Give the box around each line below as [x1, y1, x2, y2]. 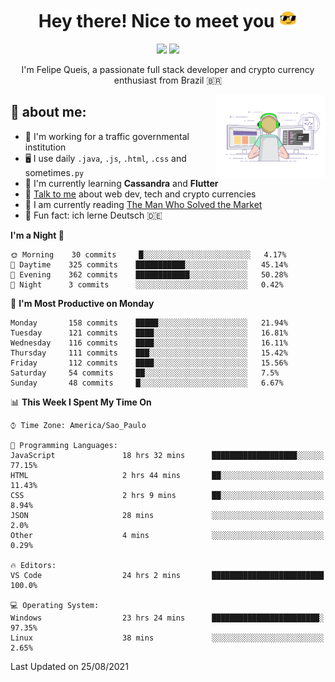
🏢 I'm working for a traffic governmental [24, 130, 190, 142]
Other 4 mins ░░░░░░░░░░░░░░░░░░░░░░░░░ [10, 530, 325, 540]
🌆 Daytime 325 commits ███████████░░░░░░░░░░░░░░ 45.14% [10, 259, 288, 270]
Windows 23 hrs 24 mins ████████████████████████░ [10, 613, 325, 623]
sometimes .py [24, 166, 85, 178]
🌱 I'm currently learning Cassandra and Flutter [24, 177, 219, 189]
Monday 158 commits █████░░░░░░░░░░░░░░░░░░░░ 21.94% [10, 318, 288, 328]
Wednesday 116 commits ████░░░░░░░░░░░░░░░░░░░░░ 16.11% [10, 338, 288, 348]
